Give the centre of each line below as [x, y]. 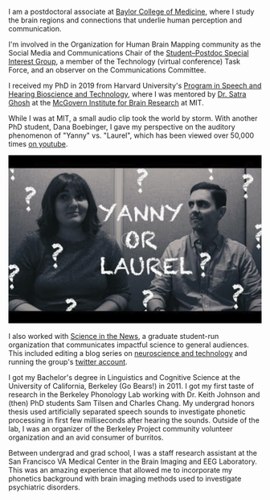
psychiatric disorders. [44, 487]
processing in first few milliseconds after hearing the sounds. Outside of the [134, 420]
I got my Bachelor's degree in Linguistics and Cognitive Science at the [125, 378]
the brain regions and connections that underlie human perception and [125, 20]
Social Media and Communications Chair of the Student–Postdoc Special [129, 53]
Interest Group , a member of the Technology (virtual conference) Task [125, 61]
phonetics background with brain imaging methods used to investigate [125, 479]
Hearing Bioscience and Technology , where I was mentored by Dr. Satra [127, 94]
